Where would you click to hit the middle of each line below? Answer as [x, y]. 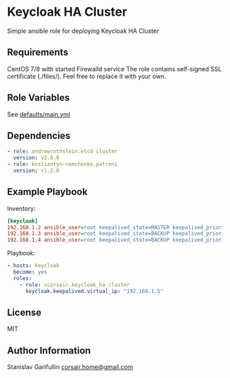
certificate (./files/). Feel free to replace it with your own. [87, 76]
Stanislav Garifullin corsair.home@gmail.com [70, 367]
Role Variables [38, 98]
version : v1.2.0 [36, 171]
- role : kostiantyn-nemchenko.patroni [62, 164]
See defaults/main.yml [39, 114]
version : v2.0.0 [36, 158]
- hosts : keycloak [33, 266]
